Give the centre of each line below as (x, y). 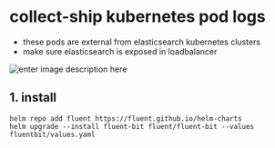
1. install (33, 98)
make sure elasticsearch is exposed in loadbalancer (120, 51)
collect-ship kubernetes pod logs (137, 17)
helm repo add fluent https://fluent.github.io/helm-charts (126, 118)
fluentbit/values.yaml (52, 134)
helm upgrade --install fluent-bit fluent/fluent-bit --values (132, 126)
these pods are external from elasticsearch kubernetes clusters (142, 42)
